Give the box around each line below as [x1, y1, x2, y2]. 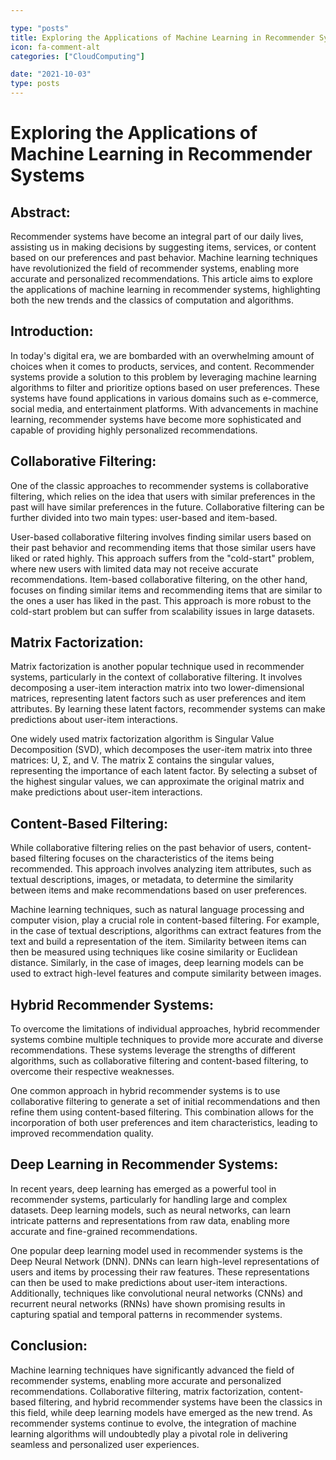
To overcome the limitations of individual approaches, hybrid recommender [10, 1023, 320, 1035]
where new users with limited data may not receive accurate [10, 562, 259, 575]
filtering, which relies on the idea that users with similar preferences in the [10, 490, 316, 502]
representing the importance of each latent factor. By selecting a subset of [10, 765, 318, 777]
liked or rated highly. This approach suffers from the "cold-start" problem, [10, 552, 315, 564]
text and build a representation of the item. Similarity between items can [10, 936, 307, 948]
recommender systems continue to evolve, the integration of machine [10, 1417, 297, 1429]
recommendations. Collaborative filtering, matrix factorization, [10, 1385, 267, 1397]
